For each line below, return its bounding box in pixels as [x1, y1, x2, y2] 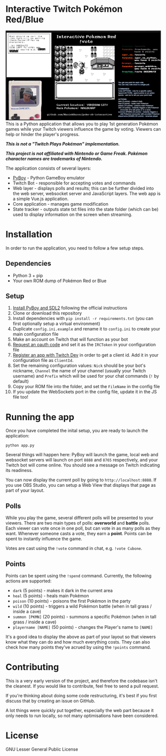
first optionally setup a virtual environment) [12, 321, 100, 326]
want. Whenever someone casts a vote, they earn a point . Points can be [5, 531, 152, 537]
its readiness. [5, 468, 33, 473]
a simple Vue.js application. [12, 196, 69, 202]
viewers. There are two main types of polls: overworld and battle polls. [5, 520, 150, 526]
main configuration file [12, 331, 59, 337]
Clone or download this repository [12, 310, 82, 316]
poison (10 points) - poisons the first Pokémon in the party [12, 598, 131, 604]
